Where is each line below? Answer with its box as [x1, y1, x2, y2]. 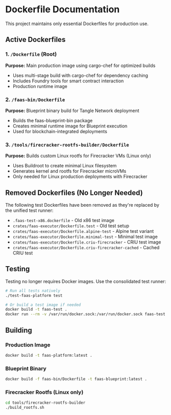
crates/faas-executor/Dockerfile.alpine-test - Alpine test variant [12, 228, 154, 234]
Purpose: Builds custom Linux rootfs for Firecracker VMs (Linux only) [5, 152, 152, 159]
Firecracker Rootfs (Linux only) [5, 388, 84, 396]
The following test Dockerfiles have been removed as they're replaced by [5, 202, 160, 208]
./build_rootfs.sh [5, 405, 44, 410]
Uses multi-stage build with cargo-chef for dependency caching [12, 72, 149, 78]
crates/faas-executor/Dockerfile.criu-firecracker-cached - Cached [12, 245, 160, 251]
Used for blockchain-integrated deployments [12, 128, 107, 134]
